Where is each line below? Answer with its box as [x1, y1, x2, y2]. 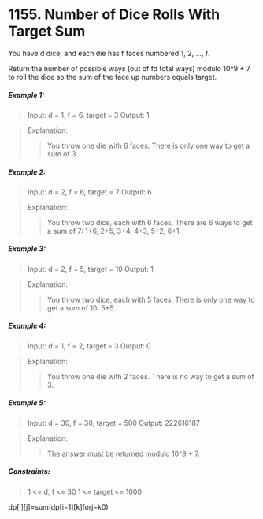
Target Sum [8, 22, 86, 40]
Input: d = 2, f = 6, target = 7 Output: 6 [27, 187, 152, 197]
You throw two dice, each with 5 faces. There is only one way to [46, 295, 255, 304]
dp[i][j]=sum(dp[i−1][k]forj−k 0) [8, 502, 109, 511]
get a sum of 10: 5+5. [46, 303, 117, 313]
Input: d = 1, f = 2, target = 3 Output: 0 [27, 341, 151, 351]
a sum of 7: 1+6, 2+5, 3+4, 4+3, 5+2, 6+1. [46, 226, 182, 235]
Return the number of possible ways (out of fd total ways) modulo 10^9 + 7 [8, 63, 250, 73]
